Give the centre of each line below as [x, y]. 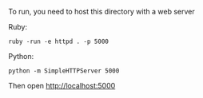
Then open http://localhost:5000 [62, 86]
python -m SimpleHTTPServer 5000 [64, 71]
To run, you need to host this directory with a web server [101, 12]
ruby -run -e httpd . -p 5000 [59, 41]
